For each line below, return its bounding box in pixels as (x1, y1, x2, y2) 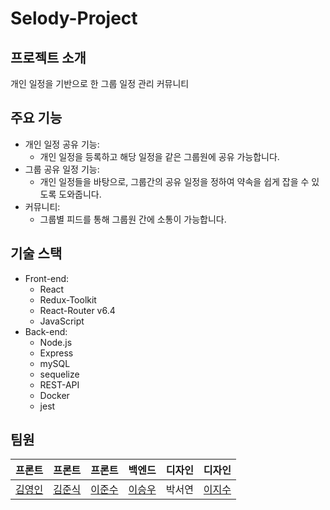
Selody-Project (10, 7, 138, 30)
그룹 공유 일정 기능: (24, 163, 100, 175)
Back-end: (24, 325, 68, 337)
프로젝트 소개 (10, 49, 87, 66)
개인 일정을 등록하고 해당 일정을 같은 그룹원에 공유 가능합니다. (39, 150, 280, 162)
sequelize (39, 368, 80, 380)
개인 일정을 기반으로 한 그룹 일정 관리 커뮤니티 (10, 78, 190, 89)
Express (39, 347, 74, 359)
